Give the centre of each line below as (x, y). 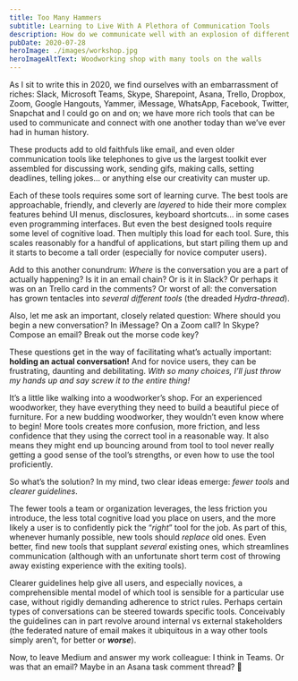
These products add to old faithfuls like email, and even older (122, 149)
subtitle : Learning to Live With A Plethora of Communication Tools (140, 26)
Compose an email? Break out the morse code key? (104, 335)
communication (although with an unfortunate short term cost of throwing (145, 556)
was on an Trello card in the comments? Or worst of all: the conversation (143, 289)
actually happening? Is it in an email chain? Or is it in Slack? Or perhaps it (144, 279)
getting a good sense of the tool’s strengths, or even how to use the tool (142, 455)
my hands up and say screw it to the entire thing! (100, 380)
